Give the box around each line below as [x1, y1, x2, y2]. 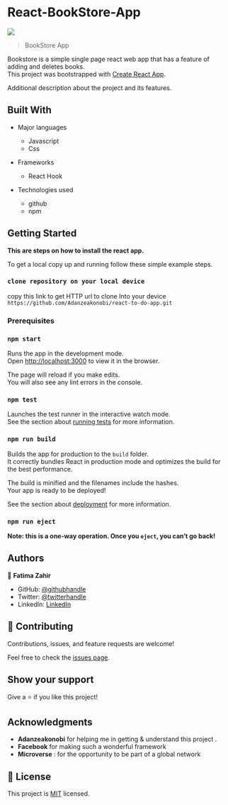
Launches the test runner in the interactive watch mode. [7, 410, 171, 418]
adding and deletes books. [7, 62, 85, 71]
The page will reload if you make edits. [7, 370, 120, 379]
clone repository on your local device [7, 277, 145, 286]
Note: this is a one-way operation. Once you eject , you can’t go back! [7, 531, 216, 540]
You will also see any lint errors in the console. [7, 378, 143, 387]
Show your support [7, 673, 94, 685]
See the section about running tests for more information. [7, 418, 175, 426]
